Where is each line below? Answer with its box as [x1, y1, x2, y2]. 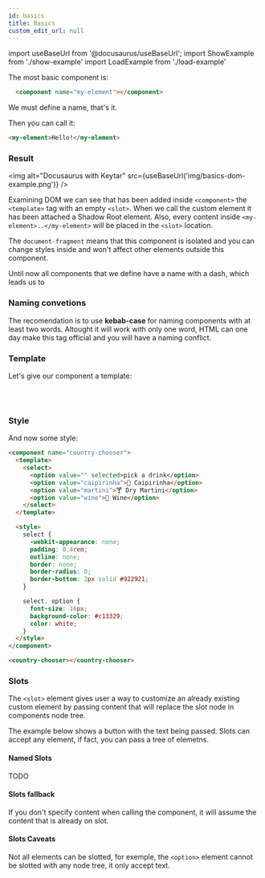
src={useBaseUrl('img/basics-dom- [127, 171, 246, 181]
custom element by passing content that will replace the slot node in [8, 702, 234, 712]
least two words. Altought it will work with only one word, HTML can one [8, 324, 248, 334]
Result [8, 153, 35, 165]
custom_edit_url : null [8, 26, 84, 35]
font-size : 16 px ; [29, 604, 88, 612]
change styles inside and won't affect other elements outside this [8, 245, 225, 254]
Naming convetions [8, 298, 87, 309]
